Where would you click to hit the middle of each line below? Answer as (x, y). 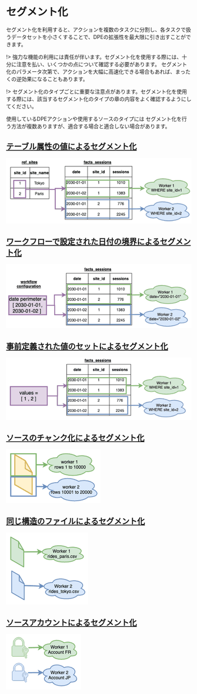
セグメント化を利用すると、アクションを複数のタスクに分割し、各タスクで (96, 30)
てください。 (21, 106)
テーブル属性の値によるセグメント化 (71, 147)
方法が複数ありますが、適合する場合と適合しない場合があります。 (91, 126)
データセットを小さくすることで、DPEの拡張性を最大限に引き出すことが (98, 37)
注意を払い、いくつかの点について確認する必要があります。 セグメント (102, 64)
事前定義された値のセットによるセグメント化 (87, 346)
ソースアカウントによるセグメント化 (71, 622)
